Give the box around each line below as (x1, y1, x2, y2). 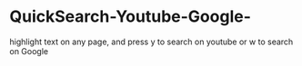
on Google (9, 45, 48, 56)
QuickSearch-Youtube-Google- (9, 6, 252, 27)
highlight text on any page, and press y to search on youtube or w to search (9, 36, 294, 47)
